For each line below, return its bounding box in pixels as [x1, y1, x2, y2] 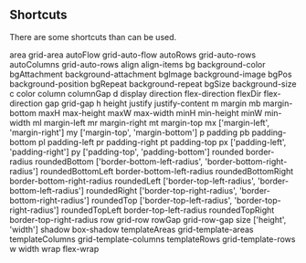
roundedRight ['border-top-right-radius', [86, 184, 237, 195]
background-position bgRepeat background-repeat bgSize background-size [9, 78, 297, 89]
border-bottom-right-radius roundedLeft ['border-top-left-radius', [9, 175, 256, 186]
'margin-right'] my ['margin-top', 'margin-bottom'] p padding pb [9, 127, 250, 138]
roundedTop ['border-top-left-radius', [90, 195, 233, 205]
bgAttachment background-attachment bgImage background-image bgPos [9, 68, 292, 79]
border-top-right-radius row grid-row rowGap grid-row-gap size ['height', [9, 214, 287, 225]
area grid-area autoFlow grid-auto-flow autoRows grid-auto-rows [9, 49, 257, 60]
